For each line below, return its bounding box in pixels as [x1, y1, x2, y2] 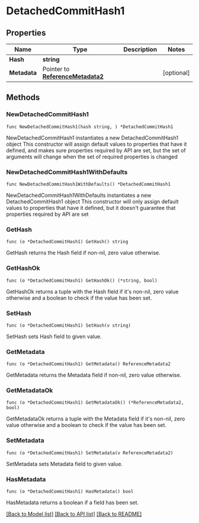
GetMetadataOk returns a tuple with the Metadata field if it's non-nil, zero [6, 415, 185, 422]
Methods [6, 93, 40, 103]
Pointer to [42, 65, 70, 73]
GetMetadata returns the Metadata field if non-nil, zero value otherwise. [6, 372, 182, 379]
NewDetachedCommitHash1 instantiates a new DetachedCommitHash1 [6, 134, 179, 141]
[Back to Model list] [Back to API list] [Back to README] [6, 511, 142, 518]
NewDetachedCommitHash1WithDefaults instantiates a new [6, 192, 152, 199]
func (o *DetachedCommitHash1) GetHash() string [6, 239, 129, 245]
